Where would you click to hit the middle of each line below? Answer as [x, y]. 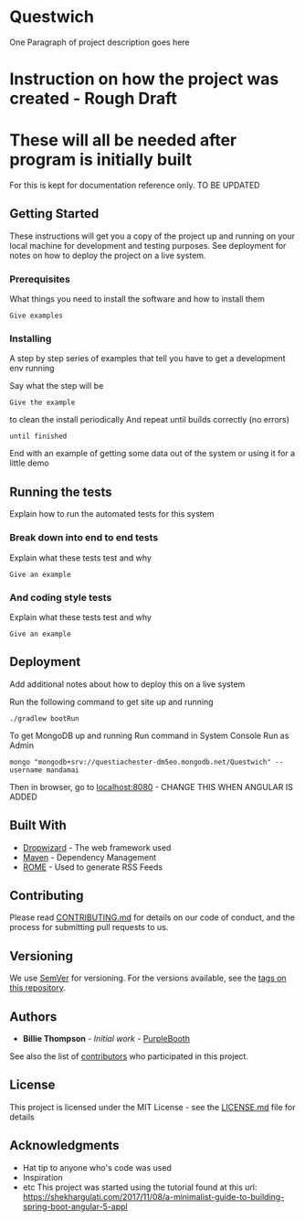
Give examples [37, 316]
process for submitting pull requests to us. [89, 927]
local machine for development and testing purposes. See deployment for [148, 245]
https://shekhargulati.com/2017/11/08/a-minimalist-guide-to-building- [153, 1196]
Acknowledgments [65, 1146]
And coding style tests [61, 597]
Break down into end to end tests [84, 538]
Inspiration [42, 1177]
